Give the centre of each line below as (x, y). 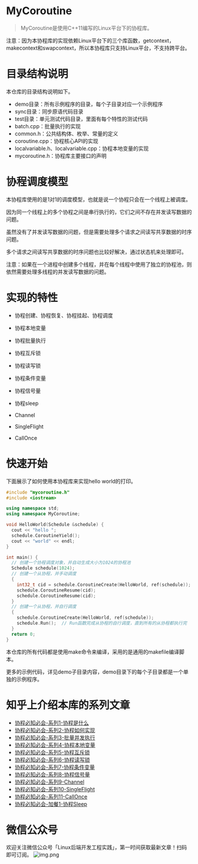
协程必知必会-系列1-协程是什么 (52, 723)
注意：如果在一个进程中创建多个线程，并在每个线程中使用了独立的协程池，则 (99, 264)
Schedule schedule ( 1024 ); (43, 569)
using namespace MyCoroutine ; (43, 514)
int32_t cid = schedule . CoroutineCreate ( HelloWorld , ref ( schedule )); (104, 584)
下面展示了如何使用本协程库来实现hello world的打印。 (71, 481)
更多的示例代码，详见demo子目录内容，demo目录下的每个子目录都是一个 (95, 671)
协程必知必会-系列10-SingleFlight (55, 789)
